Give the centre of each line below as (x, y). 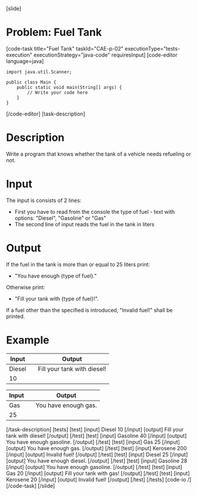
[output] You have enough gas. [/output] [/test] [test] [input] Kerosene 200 (96, 448)
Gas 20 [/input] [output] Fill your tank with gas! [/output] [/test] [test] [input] (98, 473)
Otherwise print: (26, 287)
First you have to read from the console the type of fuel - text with (95, 212)
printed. (16, 316)
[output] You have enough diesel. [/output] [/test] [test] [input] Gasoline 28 (97, 461)
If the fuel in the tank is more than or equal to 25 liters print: (78, 264)
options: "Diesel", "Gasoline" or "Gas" (60, 218)
